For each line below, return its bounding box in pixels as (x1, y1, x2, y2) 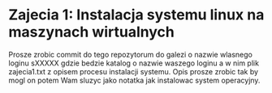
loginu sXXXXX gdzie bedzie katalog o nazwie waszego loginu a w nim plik (8, 58, 260, 68)
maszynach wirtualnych (8, 23, 175, 41)
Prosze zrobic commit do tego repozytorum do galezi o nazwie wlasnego (8, 49, 253, 59)
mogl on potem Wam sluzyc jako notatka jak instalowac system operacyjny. (8, 75, 261, 85)
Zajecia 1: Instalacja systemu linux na (8, 6, 265, 24)
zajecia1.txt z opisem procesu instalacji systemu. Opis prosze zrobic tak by (8, 66, 258, 76)
